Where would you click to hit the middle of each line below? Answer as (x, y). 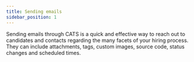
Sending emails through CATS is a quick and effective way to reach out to (96, 34)
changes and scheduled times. (43, 53)
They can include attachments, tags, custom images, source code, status (96, 46)
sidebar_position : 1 (32, 17)
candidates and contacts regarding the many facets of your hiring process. (97, 40)
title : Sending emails (34, 12)
